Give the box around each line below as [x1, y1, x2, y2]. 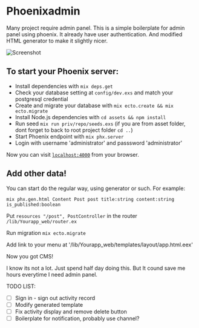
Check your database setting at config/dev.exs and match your [15, 89, 174, 96]
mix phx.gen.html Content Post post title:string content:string [6, 196, 174, 202]
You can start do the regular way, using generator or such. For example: [6, 185, 186, 192]
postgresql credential [15, 95, 68, 102]
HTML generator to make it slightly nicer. [6, 37, 108, 44]
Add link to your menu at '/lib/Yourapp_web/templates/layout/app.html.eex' [6, 241, 194, 248]
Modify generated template [15, 301, 83, 308]
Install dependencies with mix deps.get [15, 82, 113, 90]
